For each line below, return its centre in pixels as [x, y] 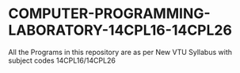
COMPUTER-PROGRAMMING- [110, 14]
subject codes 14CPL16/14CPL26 [62, 60]
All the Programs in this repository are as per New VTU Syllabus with [120, 52]
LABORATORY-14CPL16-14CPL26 [120, 30]
